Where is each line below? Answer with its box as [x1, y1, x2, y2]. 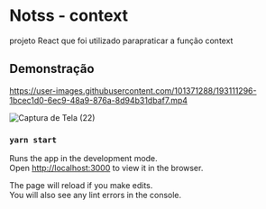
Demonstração [9, 61, 95, 77]
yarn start [9, 134, 57, 145]
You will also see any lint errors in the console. [9, 190, 182, 201]
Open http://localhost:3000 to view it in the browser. [9, 163, 204, 174]
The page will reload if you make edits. [9, 180, 153, 191]
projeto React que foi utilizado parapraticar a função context [9, 35, 234, 46]
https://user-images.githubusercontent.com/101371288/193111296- [9, 85, 257, 95]
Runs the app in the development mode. [9, 153, 158, 164]
